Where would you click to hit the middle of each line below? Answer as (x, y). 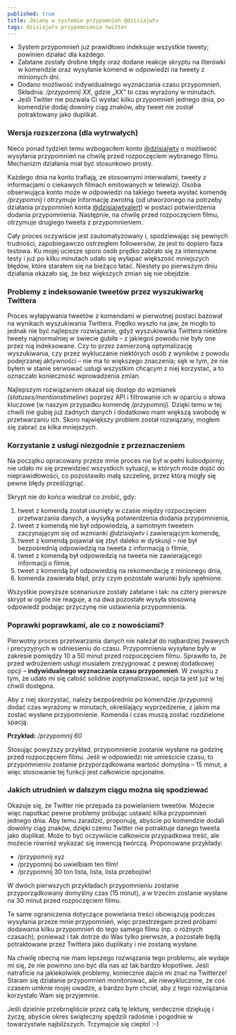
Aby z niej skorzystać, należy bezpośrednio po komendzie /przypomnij (110, 699)
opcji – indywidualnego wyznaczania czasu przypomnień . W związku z (113, 670)
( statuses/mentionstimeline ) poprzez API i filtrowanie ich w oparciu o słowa (117, 397)
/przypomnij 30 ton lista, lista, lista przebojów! (84, 871)
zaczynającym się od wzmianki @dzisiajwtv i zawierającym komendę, (119, 533)
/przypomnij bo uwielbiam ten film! (68, 864)
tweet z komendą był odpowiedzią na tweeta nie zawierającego (110, 556)
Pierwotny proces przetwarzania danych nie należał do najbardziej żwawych (118, 641)
